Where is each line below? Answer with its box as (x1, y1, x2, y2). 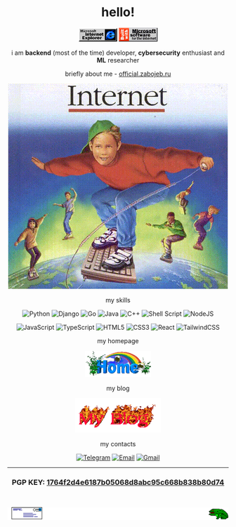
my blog (106, 384, 130, 392)
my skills (105, 295, 131, 304)
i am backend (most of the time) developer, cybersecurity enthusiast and (11, 48, 225, 57)
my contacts (100, 439, 136, 448)
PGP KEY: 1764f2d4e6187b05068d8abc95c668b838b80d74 (11, 477, 225, 487)
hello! (101, 4, 135, 20)
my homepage (97, 336, 139, 345)
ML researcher (96, 55, 140, 64)
